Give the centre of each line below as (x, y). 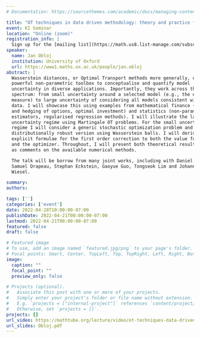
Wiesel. (21, 172)
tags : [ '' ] (20, 199)
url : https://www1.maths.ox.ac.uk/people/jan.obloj (77, 67)
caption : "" (26, 265)
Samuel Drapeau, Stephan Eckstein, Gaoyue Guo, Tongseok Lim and (94, 166)
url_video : (20, 320)
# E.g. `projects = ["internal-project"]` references (77, 303)
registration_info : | (33, 39)
